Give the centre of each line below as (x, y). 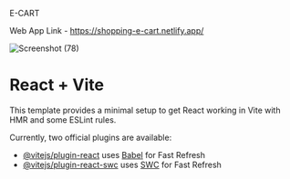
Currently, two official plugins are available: (91, 137)
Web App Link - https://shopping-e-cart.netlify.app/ (107, 30)
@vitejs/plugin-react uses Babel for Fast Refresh (114, 154)
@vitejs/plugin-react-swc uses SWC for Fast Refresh (122, 164)
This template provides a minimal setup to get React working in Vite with (145, 110)
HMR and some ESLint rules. (63, 119)
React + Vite (57, 85)
